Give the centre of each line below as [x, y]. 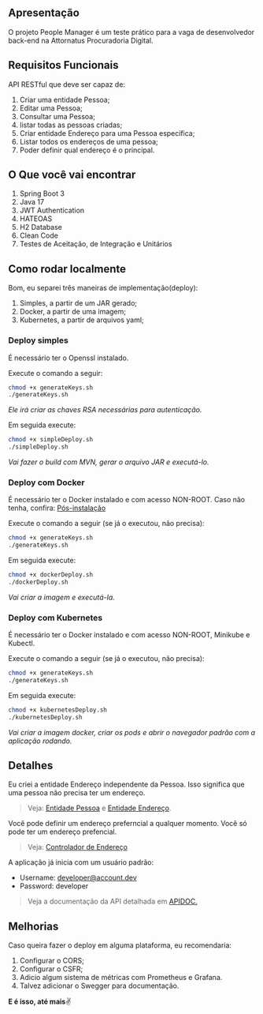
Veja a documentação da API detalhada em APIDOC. [113, 901]
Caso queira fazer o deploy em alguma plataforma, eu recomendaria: [120, 945]
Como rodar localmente [67, 269]
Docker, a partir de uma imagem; [72, 312]
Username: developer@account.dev [78, 878]
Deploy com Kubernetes [56, 618]
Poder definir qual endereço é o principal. [87, 150]
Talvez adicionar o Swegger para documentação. [99, 986]
